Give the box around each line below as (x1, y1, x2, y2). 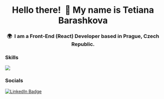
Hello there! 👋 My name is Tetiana (12, 4, 154, 16)
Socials (5, 77, 23, 84)
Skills (5, 54, 19, 61)
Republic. (71, 41, 95, 48)
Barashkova (58, 15, 108, 26)
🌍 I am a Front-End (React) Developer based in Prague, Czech (6, 33, 160, 40)
